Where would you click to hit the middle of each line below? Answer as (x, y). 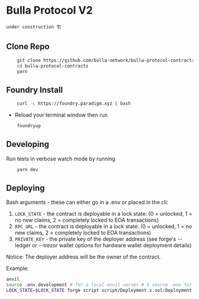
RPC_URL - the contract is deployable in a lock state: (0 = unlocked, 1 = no (103, 226)
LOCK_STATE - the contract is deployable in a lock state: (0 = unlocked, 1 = (103, 214)
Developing (28, 144)
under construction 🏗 (34, 27)
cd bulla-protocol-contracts (53, 66)
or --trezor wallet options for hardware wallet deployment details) (112, 246)
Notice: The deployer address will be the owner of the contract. (84, 257)
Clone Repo (28, 47)
